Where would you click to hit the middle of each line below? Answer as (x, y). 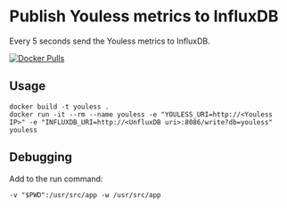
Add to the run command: (56, 179)
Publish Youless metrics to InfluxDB (144, 16)
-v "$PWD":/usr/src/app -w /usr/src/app (86, 195)
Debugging (41, 157)
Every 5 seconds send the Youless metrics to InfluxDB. (110, 41)
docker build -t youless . (59, 107)
